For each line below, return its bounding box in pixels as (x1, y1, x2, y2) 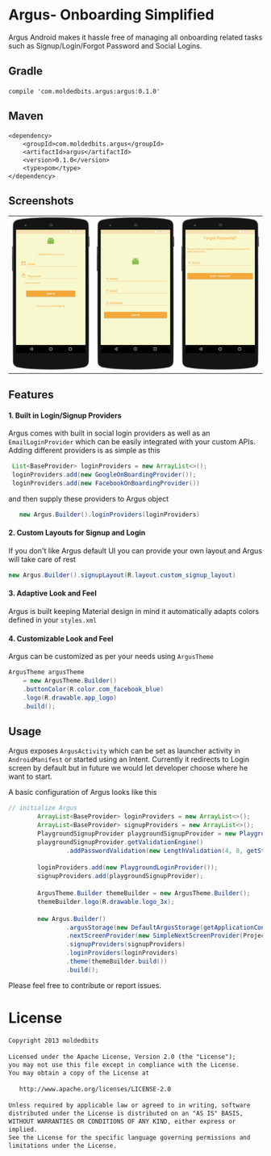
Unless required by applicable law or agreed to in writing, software (8, 1101, 251, 1109)
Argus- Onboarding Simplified (8, 6, 215, 24)
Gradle (8, 65, 43, 78)
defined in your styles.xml (8, 615, 97, 624)
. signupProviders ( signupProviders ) (65, 940, 186, 948)
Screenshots (8, 194, 74, 208)
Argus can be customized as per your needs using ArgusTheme (8, 652, 214, 662)
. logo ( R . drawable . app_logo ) (23, 693, 117, 702)
